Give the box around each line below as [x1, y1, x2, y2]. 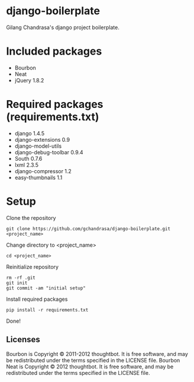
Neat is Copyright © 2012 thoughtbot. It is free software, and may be [6, 363, 174, 370]
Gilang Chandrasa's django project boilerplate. [6, 24, 119, 31]
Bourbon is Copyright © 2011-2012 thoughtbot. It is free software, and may [6, 350, 188, 357]
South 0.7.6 [14, 155, 43, 162]
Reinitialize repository [6, 263, 59, 270]
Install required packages [6, 295, 68, 303]
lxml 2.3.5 [14, 161, 39, 168]
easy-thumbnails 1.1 [14, 174, 63, 181]
